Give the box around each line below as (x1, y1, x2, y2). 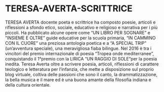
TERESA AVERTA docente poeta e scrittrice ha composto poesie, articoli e (5, 19, 156, 25)
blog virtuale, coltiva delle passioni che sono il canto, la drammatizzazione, (5, 71, 158, 77)
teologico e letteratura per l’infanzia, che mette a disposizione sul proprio (5, 66, 154, 72)
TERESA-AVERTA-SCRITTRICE (5, 3, 133, 14)
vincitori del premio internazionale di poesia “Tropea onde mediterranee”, (5, 50, 154, 57)
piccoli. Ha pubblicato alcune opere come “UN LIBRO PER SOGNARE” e (5, 30, 151, 35)
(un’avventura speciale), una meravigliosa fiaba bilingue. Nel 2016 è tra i (5, 45, 152, 51)
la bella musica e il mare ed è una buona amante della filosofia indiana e (5, 77, 152, 83)
